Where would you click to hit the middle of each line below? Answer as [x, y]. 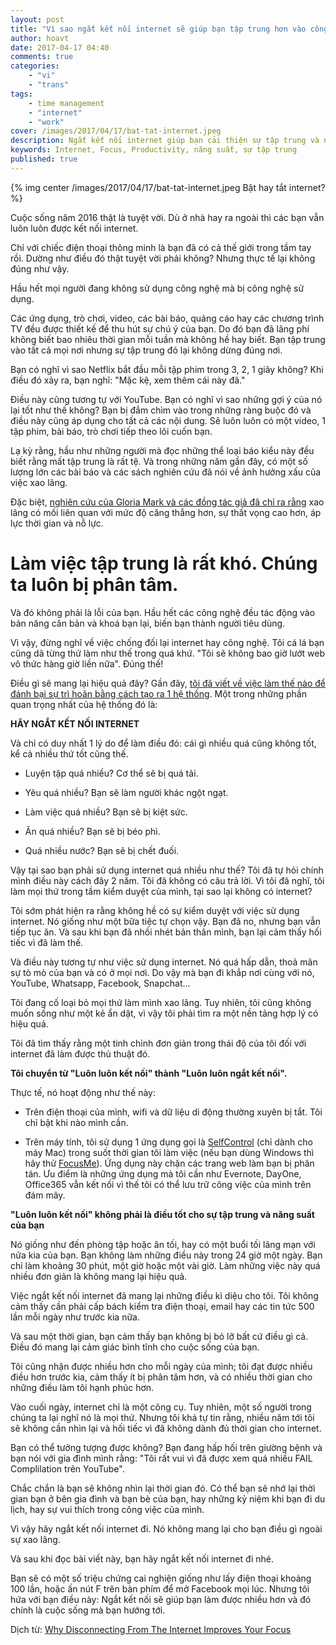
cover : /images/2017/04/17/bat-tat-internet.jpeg [116, 131]
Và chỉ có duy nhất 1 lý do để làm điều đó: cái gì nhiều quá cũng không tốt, [163, 743]
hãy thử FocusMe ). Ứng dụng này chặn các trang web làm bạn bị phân [169, 1163]
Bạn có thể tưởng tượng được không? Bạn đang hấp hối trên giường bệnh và [166, 1447]
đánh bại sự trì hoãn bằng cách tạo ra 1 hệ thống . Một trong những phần [158, 693]
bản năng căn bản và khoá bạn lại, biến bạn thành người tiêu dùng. [148, 623]
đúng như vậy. [40, 268]
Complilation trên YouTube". [67, 1468]
